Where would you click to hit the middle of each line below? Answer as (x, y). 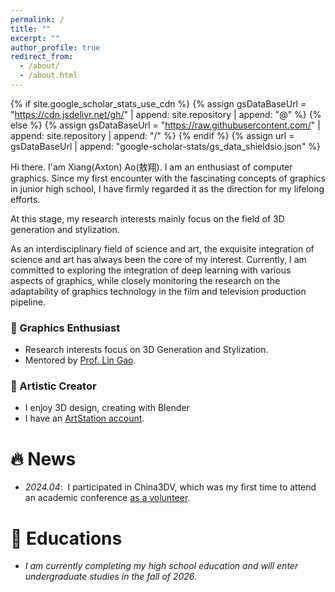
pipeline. (28, 302)
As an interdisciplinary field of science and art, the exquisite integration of (162, 248)
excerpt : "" (35, 38)
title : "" (31, 29)
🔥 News (43, 458)
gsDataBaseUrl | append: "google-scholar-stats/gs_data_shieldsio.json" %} (166, 146)
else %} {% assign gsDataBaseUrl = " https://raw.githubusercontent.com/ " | (165, 125)
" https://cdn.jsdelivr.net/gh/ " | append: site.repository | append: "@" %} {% (166, 114)
